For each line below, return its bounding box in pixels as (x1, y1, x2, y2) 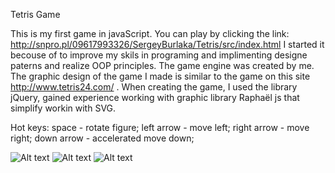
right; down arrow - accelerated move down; (10, 132, 195, 144)
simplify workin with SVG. (10, 102, 117, 114)
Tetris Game (10, 9, 61, 20)
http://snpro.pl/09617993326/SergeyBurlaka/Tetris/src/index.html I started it (10, 39, 325, 50)
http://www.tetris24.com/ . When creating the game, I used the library (10, 81, 298, 93)
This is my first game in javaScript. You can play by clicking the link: (10, 28, 290, 39)
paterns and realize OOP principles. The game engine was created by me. (10, 60, 315, 71)
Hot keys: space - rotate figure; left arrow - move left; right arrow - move (10, 122, 310, 133)
